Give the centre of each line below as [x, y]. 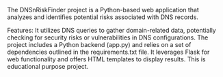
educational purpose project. [48, 66]
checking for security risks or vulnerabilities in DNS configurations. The [108, 37]
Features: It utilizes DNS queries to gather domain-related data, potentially [112, 30]
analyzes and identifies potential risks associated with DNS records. [103, 17]
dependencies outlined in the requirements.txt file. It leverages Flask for [108, 52]
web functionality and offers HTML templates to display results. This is [106, 59]
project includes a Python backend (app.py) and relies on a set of [99, 45]
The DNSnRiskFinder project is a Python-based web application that [103, 10]
